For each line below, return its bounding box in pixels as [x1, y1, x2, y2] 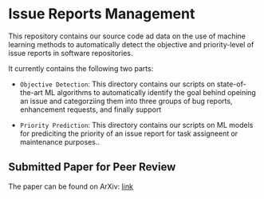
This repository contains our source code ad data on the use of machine [8, 31, 246, 41]
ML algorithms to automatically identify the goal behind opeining [45, 87, 257, 97]
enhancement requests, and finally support [19, 105, 162, 114]
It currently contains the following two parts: [8, 63, 154, 73]
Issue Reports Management [8, 5, 195, 23]
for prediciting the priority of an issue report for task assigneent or [19, 129, 238, 138]
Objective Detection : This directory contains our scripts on [19, 79, 215, 89]
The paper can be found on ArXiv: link [8, 181, 134, 191]
